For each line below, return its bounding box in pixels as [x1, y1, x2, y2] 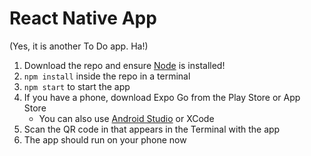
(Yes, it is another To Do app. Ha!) [9, 40, 149, 52]
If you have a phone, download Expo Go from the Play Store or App [23, 91, 301, 103]
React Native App [9, 7, 157, 30]
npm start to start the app [23, 80, 131, 92]
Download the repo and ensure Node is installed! [23, 59, 226, 71]
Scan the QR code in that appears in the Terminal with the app [23, 123, 281, 135]
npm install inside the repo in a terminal [23, 70, 191, 82]
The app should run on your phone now [23, 133, 187, 146]
